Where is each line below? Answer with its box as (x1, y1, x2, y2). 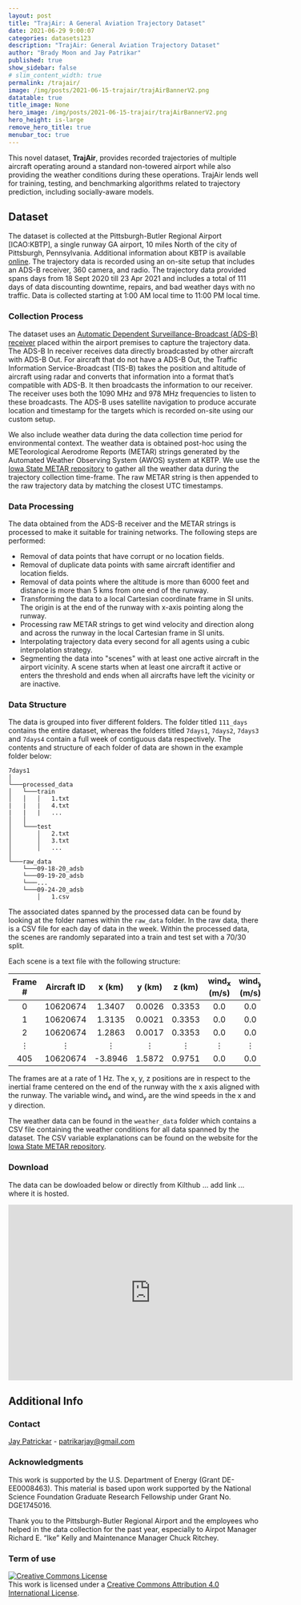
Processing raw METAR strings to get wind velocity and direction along (19, 620, 255, 630)
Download (8, 1162, 50, 1173)
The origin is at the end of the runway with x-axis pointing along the (19, 602, 244, 613)
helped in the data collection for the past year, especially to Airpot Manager (8, 1524, 258, 1534)
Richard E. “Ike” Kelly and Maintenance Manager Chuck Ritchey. (8, 1533, 219, 1543)
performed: (8, 536, 46, 545)
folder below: (8, 751, 52, 761)
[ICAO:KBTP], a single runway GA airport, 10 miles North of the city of (8, 239, 238, 249)
